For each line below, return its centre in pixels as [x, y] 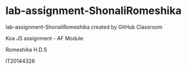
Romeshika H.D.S [26, 49]
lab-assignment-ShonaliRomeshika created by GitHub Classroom [84, 27]
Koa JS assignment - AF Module [44, 38]
